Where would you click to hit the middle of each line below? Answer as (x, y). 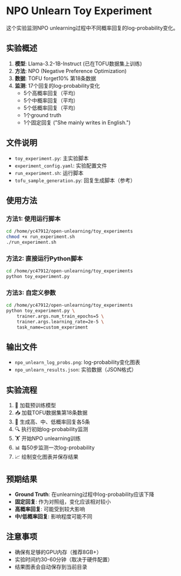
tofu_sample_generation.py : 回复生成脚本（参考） (75, 180)
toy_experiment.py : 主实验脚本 (52, 158)
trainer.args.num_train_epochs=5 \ (60, 316)
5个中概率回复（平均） (51, 100)
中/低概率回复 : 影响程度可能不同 (53, 517)
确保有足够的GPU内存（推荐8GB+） (58, 552)
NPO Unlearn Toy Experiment (79, 11)
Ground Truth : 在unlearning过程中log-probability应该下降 (84, 494)
